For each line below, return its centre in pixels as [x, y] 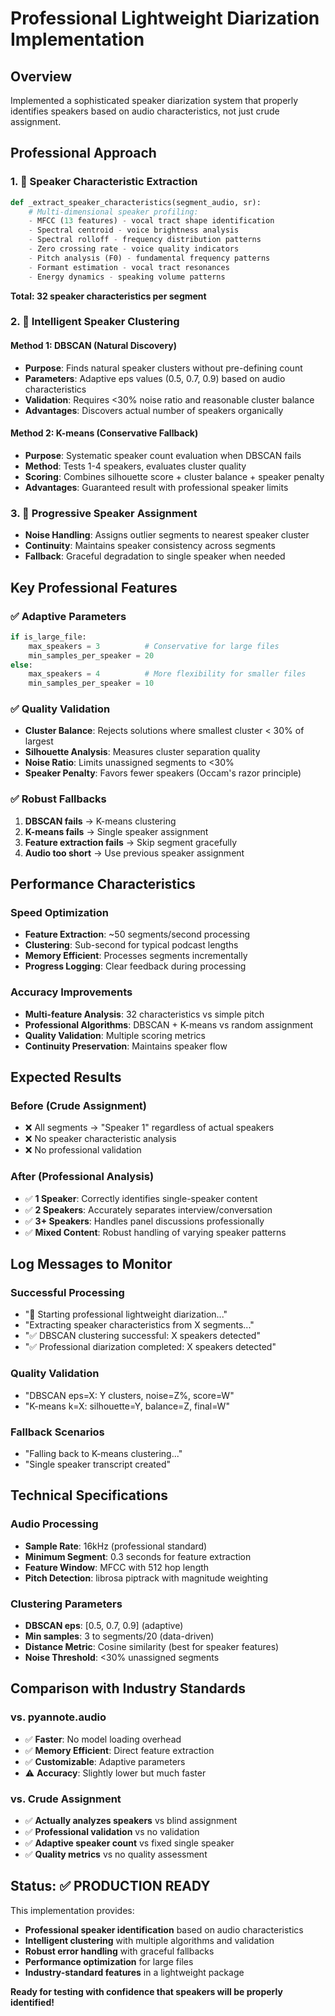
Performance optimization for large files [109, 1961]
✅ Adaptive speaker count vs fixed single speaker [129, 1843]
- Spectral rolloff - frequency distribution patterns [145, 240]
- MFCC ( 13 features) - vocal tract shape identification [151, 221]
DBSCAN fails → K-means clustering [100, 821]
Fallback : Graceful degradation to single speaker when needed [155, 556]
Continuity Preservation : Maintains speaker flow [126, 1046]
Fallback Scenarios [57, 1432]
